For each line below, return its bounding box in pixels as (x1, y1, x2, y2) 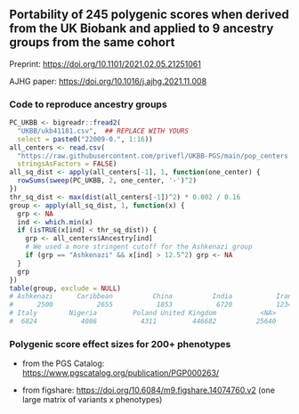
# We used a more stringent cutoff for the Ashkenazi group (25, 242, 253, 252)
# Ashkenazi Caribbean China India (9, 292, 233, 301)
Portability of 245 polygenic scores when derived (9, 7, 289, 22)
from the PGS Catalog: (21, 358, 105, 369)
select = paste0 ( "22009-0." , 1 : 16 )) (17, 134, 153, 143)
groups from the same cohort (9, 35, 175, 50)
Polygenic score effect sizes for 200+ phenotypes (9, 337, 231, 350)
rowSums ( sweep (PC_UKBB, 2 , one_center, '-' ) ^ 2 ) (17, 176, 198, 185)
